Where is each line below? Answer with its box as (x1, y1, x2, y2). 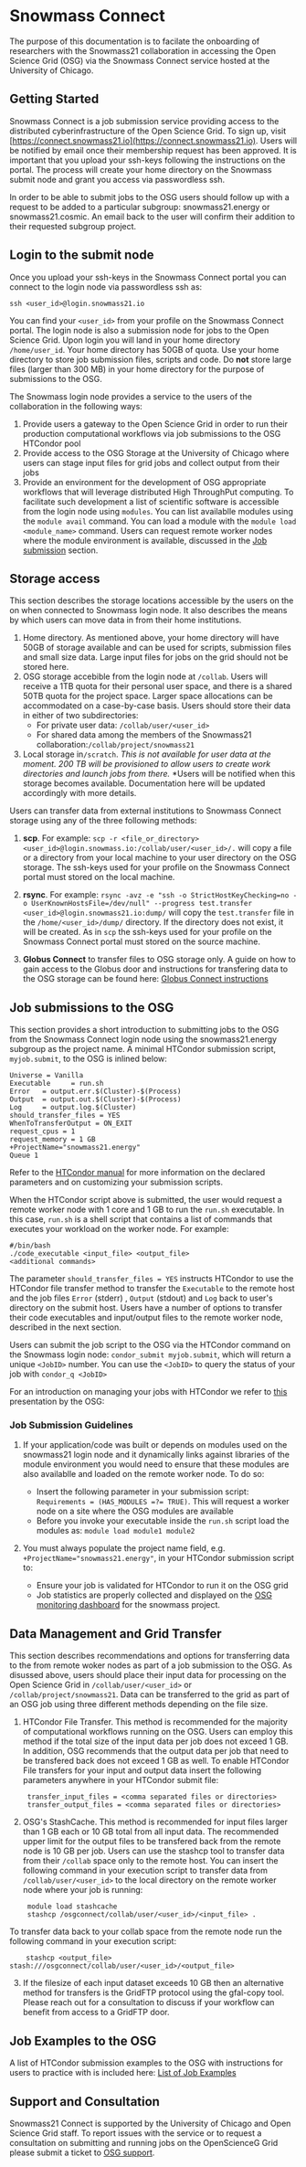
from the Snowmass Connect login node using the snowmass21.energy (9, 1034, 277, 1045)
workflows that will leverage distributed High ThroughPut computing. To (22, 486, 294, 497)
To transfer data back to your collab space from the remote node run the (9, 1926, 283, 1938)
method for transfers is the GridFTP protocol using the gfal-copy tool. (22, 1987, 285, 1998)
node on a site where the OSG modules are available (36, 1505, 235, 1517)
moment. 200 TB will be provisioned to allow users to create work (22, 759, 271, 770)
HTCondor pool (22, 438, 81, 449)
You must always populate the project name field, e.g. (22, 1543, 226, 1554)
